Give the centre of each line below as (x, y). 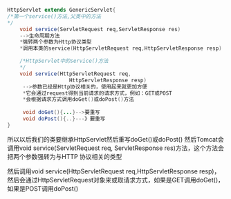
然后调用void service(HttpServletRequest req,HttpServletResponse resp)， (114, 171)
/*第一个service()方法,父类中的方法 (54, 16)
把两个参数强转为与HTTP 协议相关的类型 (65, 156)
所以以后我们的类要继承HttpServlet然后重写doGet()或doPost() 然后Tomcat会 (115, 139)
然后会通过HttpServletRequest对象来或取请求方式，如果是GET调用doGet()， (116, 180)
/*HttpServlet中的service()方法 (64, 61)
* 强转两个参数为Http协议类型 (56, 42)
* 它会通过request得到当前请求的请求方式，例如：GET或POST (98, 93)
